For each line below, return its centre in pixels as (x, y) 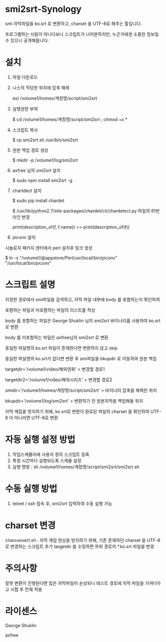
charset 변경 (30, 525)
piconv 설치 (24, 237)
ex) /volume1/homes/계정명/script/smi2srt (55, 98)
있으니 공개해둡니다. (29, 40)
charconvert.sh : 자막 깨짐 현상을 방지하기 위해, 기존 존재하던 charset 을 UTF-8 (83, 540)
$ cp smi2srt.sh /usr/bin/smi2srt (45, 140)
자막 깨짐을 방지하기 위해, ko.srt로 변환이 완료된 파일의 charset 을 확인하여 (77, 411)
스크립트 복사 (25, 130)
